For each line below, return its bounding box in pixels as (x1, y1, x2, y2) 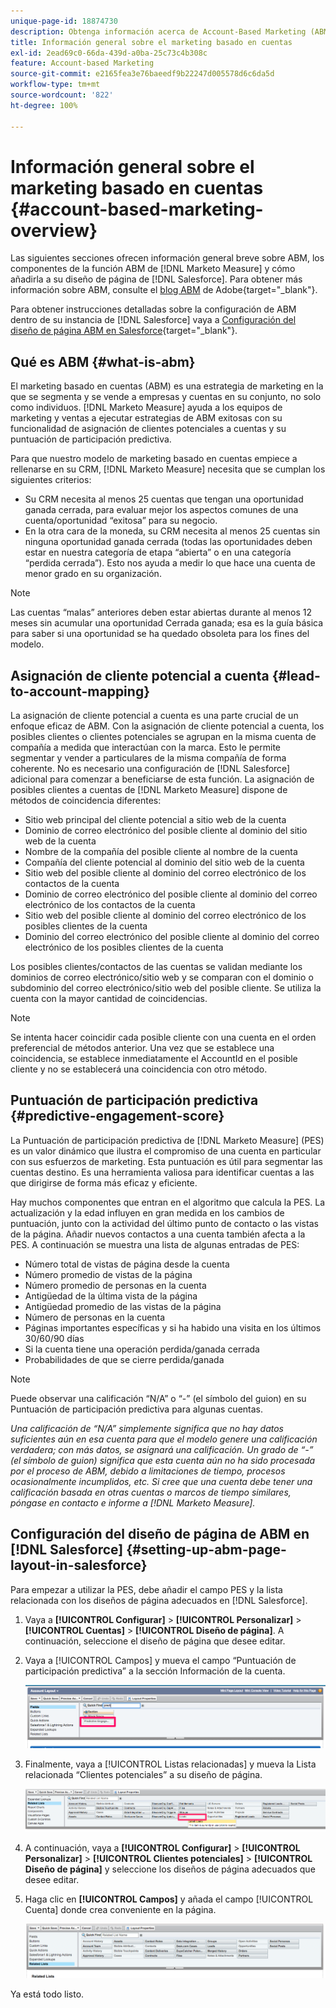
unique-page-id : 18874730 (10, 16, 118, 26)
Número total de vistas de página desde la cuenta (24, 1258, 230, 1270)
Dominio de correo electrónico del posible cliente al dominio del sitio (24, 825, 308, 837)
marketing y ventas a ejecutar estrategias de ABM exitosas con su (10, 412, 283, 424)
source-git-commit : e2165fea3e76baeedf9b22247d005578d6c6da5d (10, 69, 275, 79)
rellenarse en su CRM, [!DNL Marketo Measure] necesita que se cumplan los (10, 463, 326, 475)
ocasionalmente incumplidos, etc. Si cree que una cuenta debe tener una (10, 1475, 313, 1487)
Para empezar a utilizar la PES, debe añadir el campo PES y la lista (10, 1583, 283, 1595)
